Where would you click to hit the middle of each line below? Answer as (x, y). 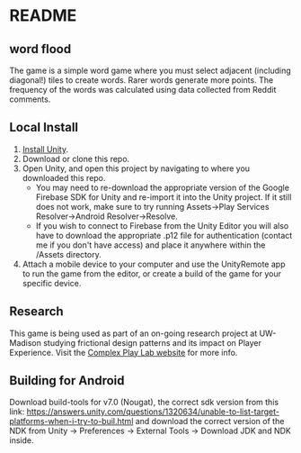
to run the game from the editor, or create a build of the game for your (151, 273)
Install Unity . (45, 149)
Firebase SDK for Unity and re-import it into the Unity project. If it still (164, 197)
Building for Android (67, 381)
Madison (26, 342)
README (43, 16)
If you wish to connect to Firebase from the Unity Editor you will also (162, 225)
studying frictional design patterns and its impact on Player (153, 342)
